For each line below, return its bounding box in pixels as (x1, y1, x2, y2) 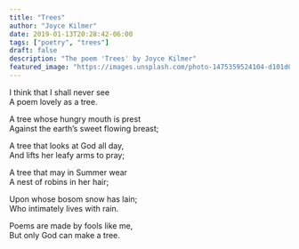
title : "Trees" (9, 12, 66, 22)
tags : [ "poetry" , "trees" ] (9, 37, 109, 47)
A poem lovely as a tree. (9, 96, 98, 107)
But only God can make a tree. (9, 229, 120, 240)
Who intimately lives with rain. (9, 203, 119, 213)
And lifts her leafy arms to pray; (9, 149, 125, 160)
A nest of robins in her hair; (9, 176, 109, 187)
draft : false (9, 46, 58, 55)
